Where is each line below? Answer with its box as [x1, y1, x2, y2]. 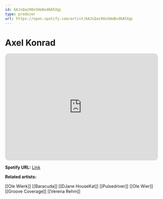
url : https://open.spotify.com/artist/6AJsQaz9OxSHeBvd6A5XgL [5, 16, 133, 21]
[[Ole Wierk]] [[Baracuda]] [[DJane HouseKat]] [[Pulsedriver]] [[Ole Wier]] [5, 183, 153, 189]
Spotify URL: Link [5, 164, 41, 170]
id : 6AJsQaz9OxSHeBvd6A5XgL [5, 7, 62, 12]
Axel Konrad [5, 37, 56, 48]
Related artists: [5, 174, 37, 180]
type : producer [5, 12, 36, 17]
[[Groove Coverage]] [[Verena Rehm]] [5, 188, 81, 195]
